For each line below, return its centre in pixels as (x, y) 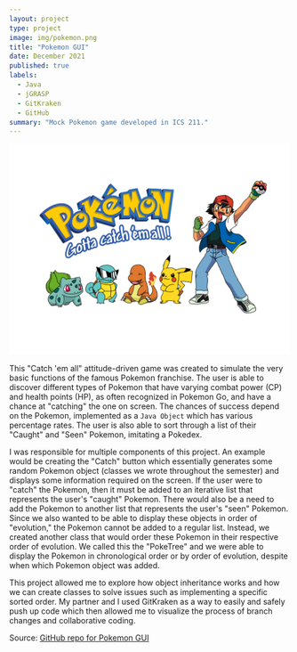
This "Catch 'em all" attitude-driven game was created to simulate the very (146, 369)
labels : (24, 76)
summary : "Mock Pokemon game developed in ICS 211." (109, 122)
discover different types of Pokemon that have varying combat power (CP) (146, 387)
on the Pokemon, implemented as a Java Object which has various (131, 416)
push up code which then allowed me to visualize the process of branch (141, 611)
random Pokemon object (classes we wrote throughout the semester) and (144, 471)
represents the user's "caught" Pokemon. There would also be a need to (142, 500)
